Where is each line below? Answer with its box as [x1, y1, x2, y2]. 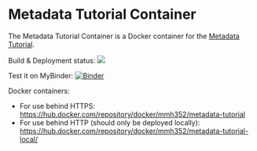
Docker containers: [8, 86, 70, 95]
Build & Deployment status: [8, 56, 96, 65]
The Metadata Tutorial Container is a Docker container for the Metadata [8, 31, 240, 41]
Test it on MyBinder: [8, 70, 74, 80]
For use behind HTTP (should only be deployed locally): [19, 117, 200, 127]
